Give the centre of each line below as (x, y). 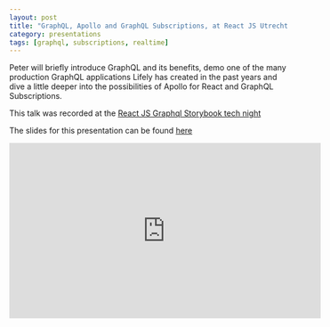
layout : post (33, 17)
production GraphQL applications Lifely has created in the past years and (143, 78)
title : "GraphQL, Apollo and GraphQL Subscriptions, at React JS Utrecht (149, 26)
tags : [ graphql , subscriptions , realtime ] (89, 42)
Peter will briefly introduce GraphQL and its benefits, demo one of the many (148, 68)
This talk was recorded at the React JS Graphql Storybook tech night (135, 113)
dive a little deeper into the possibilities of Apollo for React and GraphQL (141, 86)
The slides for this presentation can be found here (101, 131)
